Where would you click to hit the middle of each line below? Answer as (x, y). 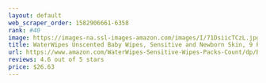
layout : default (35, 15)
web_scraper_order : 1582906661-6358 (68, 23)
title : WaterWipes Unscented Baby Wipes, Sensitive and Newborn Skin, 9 (131, 45)
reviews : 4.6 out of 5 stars (56, 60)
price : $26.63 (32, 67)
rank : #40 (25, 30)
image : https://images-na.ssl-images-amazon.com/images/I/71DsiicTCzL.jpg (134, 38)
